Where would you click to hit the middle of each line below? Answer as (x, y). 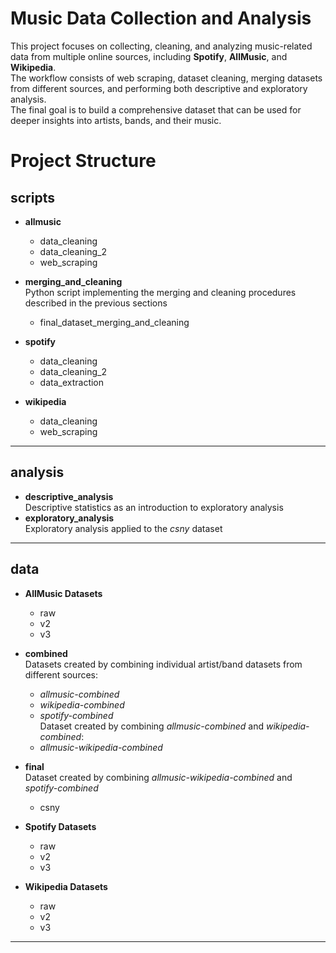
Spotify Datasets (60, 826)
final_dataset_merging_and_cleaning (114, 322)
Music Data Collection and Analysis (161, 18)
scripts (32, 197)
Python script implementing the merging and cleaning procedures (160, 292)
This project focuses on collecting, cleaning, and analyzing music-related (161, 46)
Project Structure (83, 161)
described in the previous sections (96, 303)
